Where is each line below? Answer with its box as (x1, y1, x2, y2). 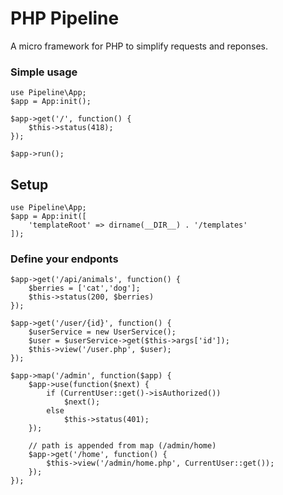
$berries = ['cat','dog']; (28, 283, 141, 294)
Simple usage (10, 65, 78, 79)
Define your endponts (10, 252, 119, 266)
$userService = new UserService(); (28, 327, 177, 337)
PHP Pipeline (10, 7, 120, 30)
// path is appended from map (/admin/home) (28, 441, 217, 451)
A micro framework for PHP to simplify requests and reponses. (10, 40, 269, 52)
